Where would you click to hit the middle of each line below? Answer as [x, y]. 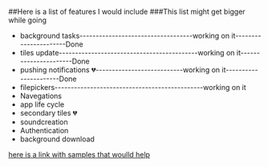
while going [27, 20]
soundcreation [44, 122]
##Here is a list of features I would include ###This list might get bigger [127, 12]
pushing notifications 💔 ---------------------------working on [120, 70]
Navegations [41, 96]
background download [57, 139]
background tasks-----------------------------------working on [125, 36]
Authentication [44, 130]
